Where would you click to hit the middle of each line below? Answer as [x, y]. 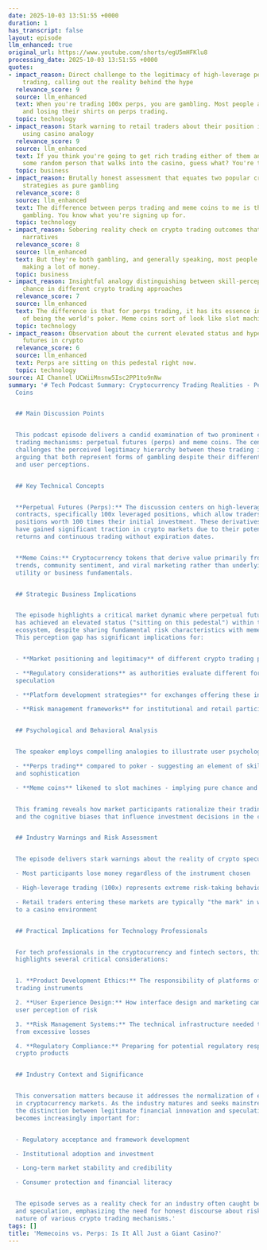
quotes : [21, 68]
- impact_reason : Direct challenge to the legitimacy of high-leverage [129, 75]
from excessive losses [53, 1031]
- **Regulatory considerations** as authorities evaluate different [131, 673]
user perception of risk [56, 1010]
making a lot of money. [62, 267]
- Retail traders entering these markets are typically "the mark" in [135, 902]
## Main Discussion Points [60, 414]
